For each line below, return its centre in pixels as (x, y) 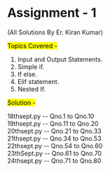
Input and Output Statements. (60, 59)
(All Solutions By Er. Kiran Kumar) (55, 32)
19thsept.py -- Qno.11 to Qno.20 (53, 123)
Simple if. (31, 66)
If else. (27, 74)
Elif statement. (38, 81)
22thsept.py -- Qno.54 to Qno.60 (55, 145)
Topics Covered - (32, 45)
